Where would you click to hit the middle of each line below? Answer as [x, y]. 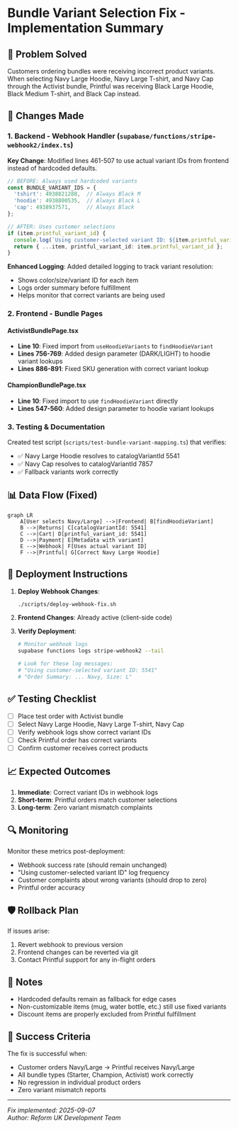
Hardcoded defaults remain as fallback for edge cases [97, 999]
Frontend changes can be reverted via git [78, 952]
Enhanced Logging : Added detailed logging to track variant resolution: [110, 266]
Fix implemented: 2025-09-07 [51, 1110]
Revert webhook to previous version [70, 945]
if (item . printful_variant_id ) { [57, 233]
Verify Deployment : [47, 631]
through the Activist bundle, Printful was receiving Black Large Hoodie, [110, 86]
